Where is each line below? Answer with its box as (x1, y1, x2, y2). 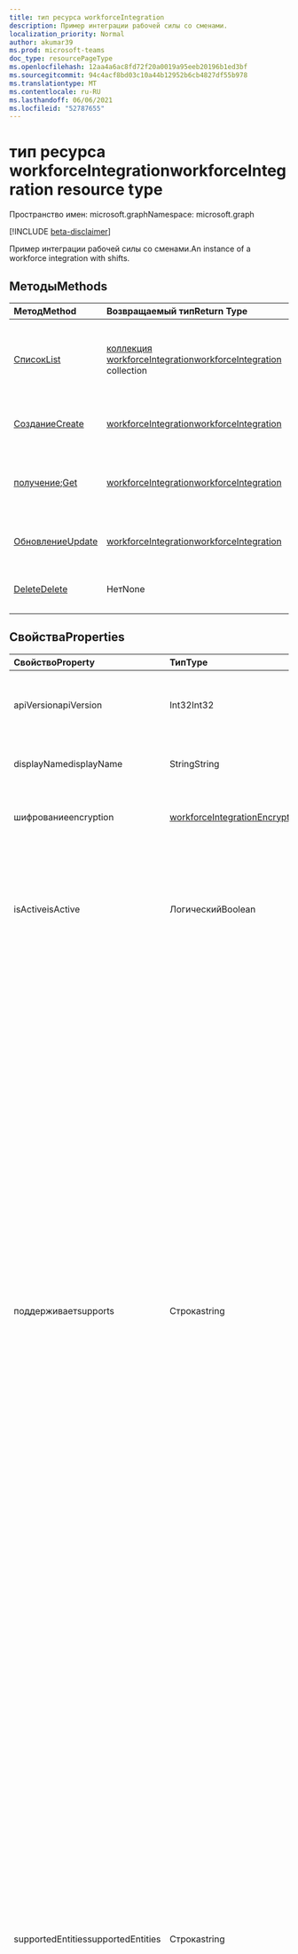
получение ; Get (13, 477, 78, 488)
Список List (13, 353, 61, 365)
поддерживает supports (13, 1304, 115, 1317)
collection (106, 365, 148, 376)
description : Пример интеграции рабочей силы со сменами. (9, 21, 228, 30)
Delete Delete (13, 583, 68, 595)
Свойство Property (13, 656, 96, 668)
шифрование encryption (13, 811, 114, 823)
